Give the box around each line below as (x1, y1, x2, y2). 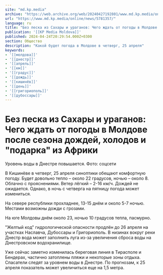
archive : (5, 12, 23, 17)
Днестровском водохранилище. (5, 240, 72, 246)
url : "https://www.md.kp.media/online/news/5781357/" (5, 16, 116, 21)
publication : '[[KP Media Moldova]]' (5, 30, 81, 34)
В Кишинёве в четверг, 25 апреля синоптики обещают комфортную (5, 171, 146, 176)
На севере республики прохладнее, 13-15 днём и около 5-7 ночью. (5, 200, 145, 206)
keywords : (5, 48, 25, 52)
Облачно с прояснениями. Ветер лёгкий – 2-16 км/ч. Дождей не (5, 181, 138, 187)
